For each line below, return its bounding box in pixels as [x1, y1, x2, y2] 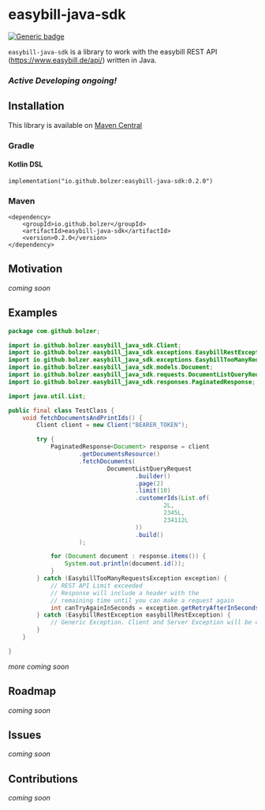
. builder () [135, 472, 171, 480]
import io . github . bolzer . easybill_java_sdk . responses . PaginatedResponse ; [8, 377, 256, 386]
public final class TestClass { [8, 407, 114, 414]
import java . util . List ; [8, 392, 87, 400]
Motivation [8, 262, 63, 276]
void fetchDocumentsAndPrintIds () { [22, 414, 144, 422]
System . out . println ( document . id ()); [64, 560, 185, 568]
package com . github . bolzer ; [8, 327, 101, 335]
